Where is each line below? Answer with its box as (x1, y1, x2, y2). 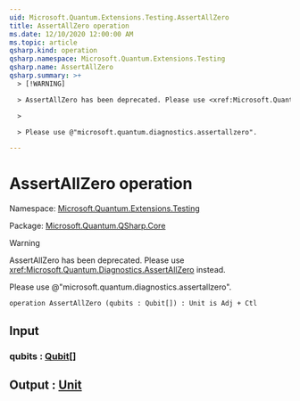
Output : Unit (9, 377, 82, 392)
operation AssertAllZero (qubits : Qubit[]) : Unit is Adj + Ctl (9, 299, 257, 308)
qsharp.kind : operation (9, 46, 98, 55)
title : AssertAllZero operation (9, 21, 129, 30)
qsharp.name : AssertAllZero (9, 63, 114, 72)
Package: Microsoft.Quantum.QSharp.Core (9, 220, 166, 232)
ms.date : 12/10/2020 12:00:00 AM (9, 29, 134, 38)
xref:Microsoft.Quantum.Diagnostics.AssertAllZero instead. (9, 265, 226, 275)
